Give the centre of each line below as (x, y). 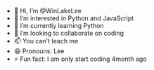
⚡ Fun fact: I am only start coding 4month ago (80, 59)
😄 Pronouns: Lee (39, 51)
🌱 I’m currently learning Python (59, 26)
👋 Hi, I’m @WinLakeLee (48, 11)
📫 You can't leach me (46, 41)
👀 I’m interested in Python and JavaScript (74, 18)
